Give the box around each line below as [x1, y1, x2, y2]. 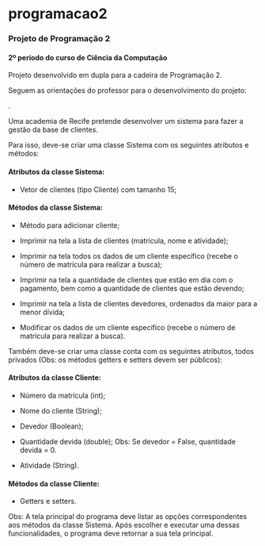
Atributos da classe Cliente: [8, 373, 101, 383]
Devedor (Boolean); [19, 421, 84, 431]
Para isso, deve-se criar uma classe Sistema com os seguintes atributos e [8, 140, 249, 150]
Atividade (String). [19, 460, 79, 470]
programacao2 [8, 5, 108, 23]
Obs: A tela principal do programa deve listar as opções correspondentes [8, 512, 248, 521]
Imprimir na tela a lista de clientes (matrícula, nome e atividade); [19, 236, 229, 245]
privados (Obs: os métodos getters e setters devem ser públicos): [8, 355, 223, 364]
